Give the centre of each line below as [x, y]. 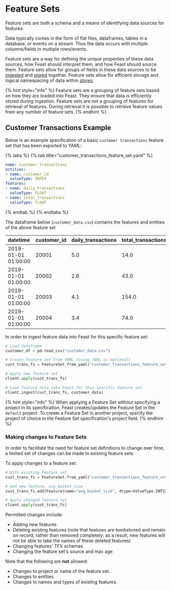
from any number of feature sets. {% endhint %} [56, 112]
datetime [19, 240]
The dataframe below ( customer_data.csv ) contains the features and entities [85, 222]
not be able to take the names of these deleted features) [72, 541]
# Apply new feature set [32, 374]
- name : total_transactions [35, 198]
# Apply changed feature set [36, 500]
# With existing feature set [36, 472]
